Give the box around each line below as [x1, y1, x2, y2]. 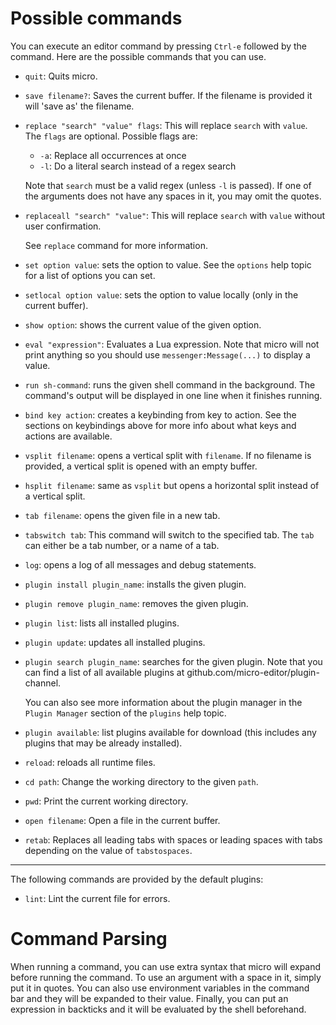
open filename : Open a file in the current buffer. [24, 814, 221, 826]
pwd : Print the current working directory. [24, 795, 189, 807]
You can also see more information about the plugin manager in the [24, 696, 303, 708]
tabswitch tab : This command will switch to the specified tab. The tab [24, 528, 315, 541]
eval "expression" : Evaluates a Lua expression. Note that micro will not [24, 338, 320, 350]
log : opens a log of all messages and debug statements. [24, 558, 257, 571]
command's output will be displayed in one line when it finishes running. [24, 389, 323, 401]
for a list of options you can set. [24, 269, 156, 281]
